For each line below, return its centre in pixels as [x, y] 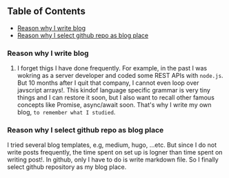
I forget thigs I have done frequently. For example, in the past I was [112, 68]
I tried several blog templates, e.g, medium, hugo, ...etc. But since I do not [112, 145]
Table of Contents [47, 11]
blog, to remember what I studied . [66, 112]
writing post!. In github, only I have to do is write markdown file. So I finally [113, 160]
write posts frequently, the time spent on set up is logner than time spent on [115, 152]
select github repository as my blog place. [67, 167]
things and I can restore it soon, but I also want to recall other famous [116, 98]
